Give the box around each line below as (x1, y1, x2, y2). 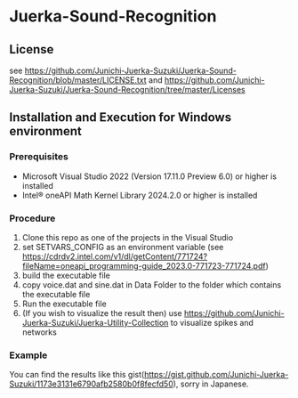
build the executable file (21, 270, 111, 280)
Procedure (9, 212, 56, 224)
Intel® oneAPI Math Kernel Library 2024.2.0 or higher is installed (21, 190, 258, 200)
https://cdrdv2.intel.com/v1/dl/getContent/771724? (21, 251, 207, 262)
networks (21, 327, 58, 337)
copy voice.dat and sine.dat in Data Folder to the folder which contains (21, 279, 282, 290)
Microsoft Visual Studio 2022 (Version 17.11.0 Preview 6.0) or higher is (21, 171, 278, 182)
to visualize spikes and (170, 317, 254, 328)
